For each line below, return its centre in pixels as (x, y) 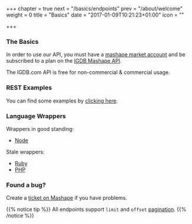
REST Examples (29, 88)
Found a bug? (26, 185)
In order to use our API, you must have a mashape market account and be (96, 55)
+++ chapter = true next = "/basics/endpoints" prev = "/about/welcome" (95, 9)
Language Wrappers (36, 116)
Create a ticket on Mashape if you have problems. (67, 198)
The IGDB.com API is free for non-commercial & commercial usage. (88, 72)
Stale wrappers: (25, 152)
